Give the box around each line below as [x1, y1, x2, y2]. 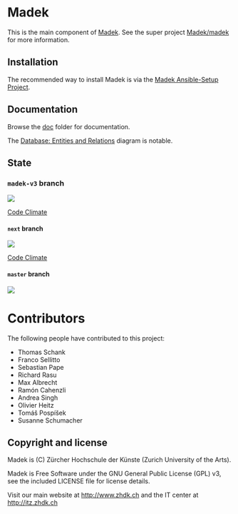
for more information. [7, 35, 70, 44]
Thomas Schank [17, 348, 66, 356]
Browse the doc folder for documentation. [7, 122, 130, 131]
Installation [7, 56, 58, 69]
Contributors [7, 310, 86, 326]
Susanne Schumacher [17, 415, 83, 425]
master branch [7, 270, 50, 278]
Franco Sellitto [17, 355, 61, 364]
